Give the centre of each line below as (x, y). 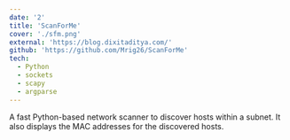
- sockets (35, 75)
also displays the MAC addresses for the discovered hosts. (117, 126)
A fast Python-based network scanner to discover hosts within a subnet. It (145, 117)
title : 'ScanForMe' (45, 26)
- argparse (37, 91)
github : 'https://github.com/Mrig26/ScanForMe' (99, 51)
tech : (19, 58)
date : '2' (27, 17)
